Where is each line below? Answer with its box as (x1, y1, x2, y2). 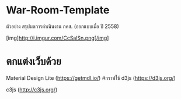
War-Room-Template (6, 3, 110, 17)
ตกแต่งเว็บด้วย (6, 55, 61, 68)
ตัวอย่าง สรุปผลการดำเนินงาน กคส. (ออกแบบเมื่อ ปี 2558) (6, 23, 120, 30)
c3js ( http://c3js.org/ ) (6, 86, 58, 93)
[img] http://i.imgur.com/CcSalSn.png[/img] (6, 34, 109, 41)
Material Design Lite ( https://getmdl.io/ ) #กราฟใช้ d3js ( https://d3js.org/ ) (6, 74, 176, 82)
